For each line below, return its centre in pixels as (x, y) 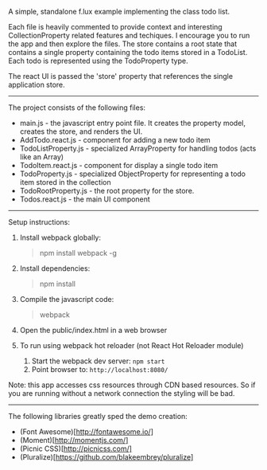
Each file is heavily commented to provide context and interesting (115, 27)
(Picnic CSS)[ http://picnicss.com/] (76, 448)
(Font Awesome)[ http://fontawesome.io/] (86, 432)
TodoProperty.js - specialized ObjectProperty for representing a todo (133, 174)
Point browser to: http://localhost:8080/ (100, 369)
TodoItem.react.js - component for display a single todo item (119, 165)
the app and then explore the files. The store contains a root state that (123, 44)
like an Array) (42, 157)
